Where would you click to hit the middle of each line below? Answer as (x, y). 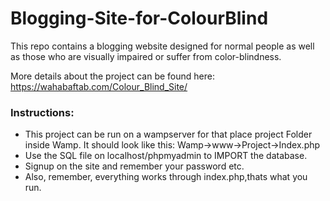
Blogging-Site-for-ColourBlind (139, 18)
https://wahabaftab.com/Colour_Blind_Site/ (99, 86)
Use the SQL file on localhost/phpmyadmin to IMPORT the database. (166, 156)
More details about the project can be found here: (112, 76)
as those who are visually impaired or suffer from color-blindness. (146, 56)
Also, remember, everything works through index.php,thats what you (166, 177)
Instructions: (42, 112)
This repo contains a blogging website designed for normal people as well (162, 46)
